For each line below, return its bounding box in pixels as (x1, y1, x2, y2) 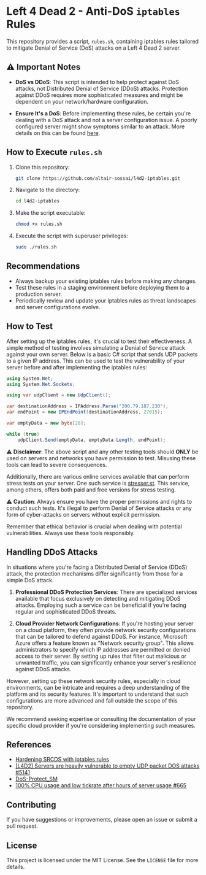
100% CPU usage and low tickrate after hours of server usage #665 (15, 782, 187, 789)
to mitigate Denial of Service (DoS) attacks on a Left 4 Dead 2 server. (6, 44, 181, 52)
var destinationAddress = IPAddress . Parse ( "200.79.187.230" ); (6, 403, 169, 409)
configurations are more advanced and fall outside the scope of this (6, 696, 178, 704)
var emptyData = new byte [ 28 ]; (6, 420, 86, 426)
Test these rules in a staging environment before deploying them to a (15, 283, 189, 291)
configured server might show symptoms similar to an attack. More (15, 123, 185, 130)
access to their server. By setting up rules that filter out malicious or (15, 652, 187, 660)
